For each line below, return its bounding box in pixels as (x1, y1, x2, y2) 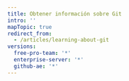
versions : (7, 43, 37, 50)
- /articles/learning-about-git (13, 37, 110, 44)
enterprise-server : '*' (13, 56, 84, 63)
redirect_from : (7, 30, 52, 37)
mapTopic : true (7, 23, 52, 30)
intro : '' (7, 17, 37, 24)
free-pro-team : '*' (13, 50, 72, 57)
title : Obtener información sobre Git (7, 10, 122, 18)
